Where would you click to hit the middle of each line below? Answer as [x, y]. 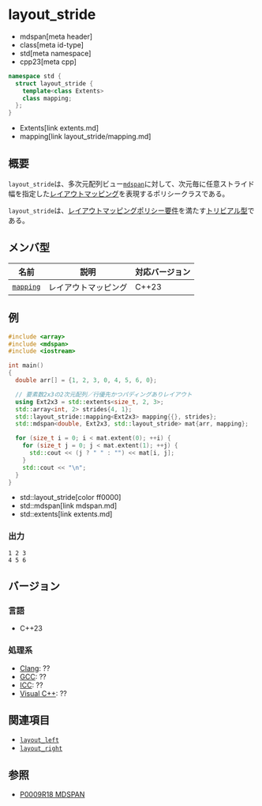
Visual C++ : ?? [43, 693]
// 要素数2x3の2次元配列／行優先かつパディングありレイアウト [104, 394]
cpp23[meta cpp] [48, 62]
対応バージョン [163, 272]
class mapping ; [47, 98]
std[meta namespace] [55, 53]
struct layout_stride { [54, 83]
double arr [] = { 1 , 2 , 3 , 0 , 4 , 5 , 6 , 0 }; [86, 380]
